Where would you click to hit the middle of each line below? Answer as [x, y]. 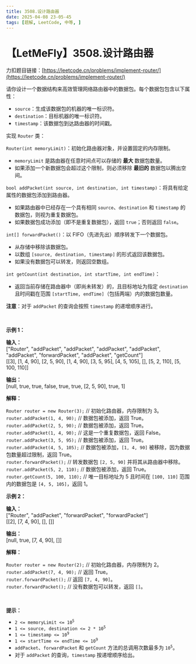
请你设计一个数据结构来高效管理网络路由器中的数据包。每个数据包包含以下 [95, 89]
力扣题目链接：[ [25, 70]
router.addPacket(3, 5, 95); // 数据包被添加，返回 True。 [76, 440]
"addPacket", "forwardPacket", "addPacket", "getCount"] [74, 355]
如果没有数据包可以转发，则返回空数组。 [63, 262]
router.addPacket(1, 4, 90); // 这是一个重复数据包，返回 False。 [85, 433]
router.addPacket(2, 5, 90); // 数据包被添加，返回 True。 [76, 425]
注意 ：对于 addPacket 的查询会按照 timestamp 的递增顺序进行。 [81, 306]
